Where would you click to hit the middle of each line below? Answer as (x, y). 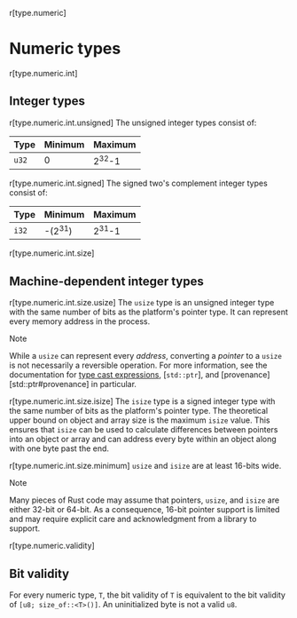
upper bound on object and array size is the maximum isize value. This (140, 420)
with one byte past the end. (59, 448)
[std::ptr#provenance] (49, 384)
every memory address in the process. (80, 321)
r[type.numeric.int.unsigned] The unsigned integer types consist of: (133, 123)
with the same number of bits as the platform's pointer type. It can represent (148, 312)
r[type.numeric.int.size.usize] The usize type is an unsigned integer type (142, 303)
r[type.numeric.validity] (52, 546)
